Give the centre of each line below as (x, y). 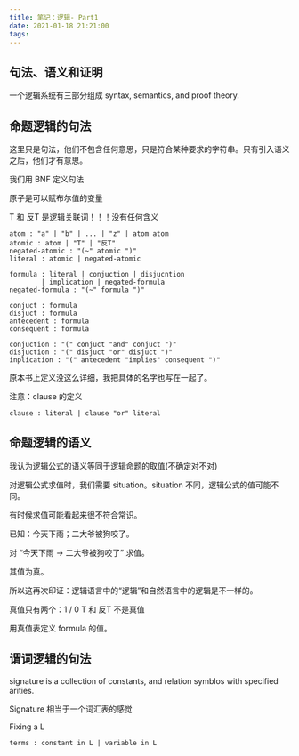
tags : (19, 34)
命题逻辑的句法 (50, 126)
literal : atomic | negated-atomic (75, 259)
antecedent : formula (49, 321)
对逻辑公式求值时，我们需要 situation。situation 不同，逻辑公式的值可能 (140, 485)
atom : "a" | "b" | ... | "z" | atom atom (89, 234)
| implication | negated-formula (103, 282)
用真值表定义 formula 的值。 (61, 628)
